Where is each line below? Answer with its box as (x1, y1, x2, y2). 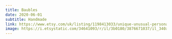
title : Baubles (5, 7, 38, 13)
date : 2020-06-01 (5, 12, 42, 17)
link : (5, 21, 17, 27)
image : (5, 26, 19, 31)
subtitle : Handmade (5, 17, 47, 22)
